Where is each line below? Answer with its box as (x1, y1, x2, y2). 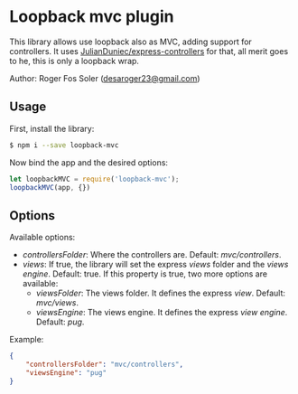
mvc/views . (35, 297, 79, 308)
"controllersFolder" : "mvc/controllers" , (25, 360, 183, 370)
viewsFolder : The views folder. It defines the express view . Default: (35, 287, 286, 299)
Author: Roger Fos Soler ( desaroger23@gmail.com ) (9, 72, 200, 83)
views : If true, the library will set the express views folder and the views (22, 259, 289, 270)
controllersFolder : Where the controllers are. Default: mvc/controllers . (22, 249, 282, 260)
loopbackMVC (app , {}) (9, 183, 91, 192)
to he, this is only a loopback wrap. (9, 55, 140, 66)
